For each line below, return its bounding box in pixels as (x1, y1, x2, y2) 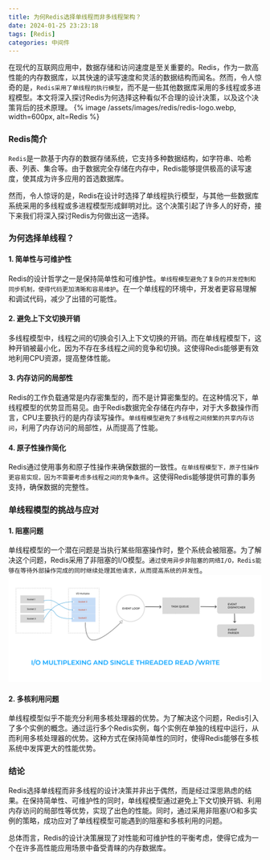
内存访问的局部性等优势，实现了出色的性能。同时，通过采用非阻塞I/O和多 (8, 805, 251, 815)
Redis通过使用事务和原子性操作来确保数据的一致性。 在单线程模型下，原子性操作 (8, 462, 260, 472)
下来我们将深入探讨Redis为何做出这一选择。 (8, 210, 154, 221)
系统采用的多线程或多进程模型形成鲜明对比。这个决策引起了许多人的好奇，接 (8, 201, 262, 210)
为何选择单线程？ (8, 233, 75, 244)
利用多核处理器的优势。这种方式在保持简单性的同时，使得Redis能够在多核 (14, 734, 260, 743)
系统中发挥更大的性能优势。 (8, 743, 100, 753)
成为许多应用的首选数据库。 (35, 173, 129, 183)
